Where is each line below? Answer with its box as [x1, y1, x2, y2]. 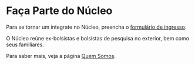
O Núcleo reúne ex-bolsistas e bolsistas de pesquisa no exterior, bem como [6, 35, 190, 42]
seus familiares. [6, 41, 44, 48]
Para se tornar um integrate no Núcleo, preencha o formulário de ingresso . [6, 23, 187, 30]
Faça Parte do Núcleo [6, 4, 113, 18]
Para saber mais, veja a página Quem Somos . [6, 52, 116, 59]
